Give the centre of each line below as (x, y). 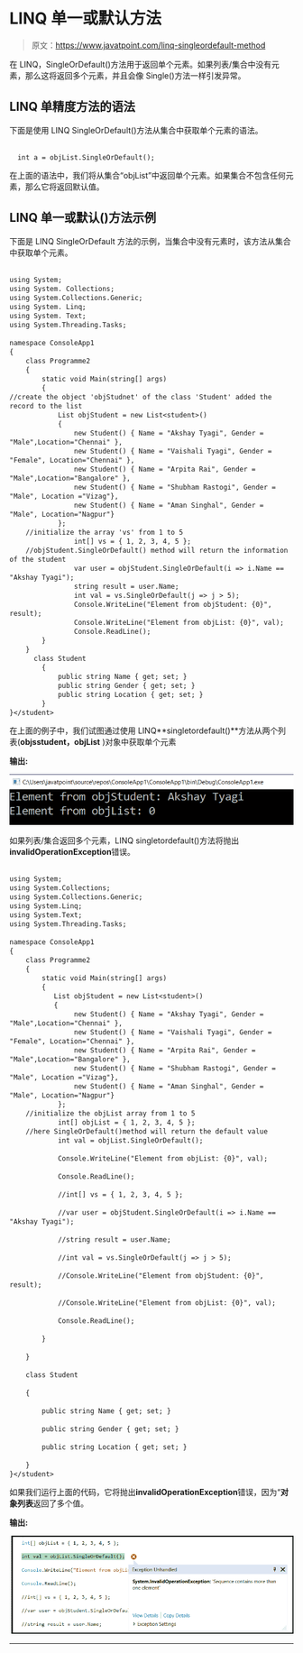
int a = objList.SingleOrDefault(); (86, 157)
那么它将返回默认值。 (64, 187)
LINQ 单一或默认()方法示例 (83, 218)
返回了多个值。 (60, 1503)
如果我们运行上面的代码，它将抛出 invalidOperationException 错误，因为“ (145, 1492)
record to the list (46, 406)
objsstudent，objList (60, 741)
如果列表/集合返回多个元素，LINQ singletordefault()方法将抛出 (124, 840)
